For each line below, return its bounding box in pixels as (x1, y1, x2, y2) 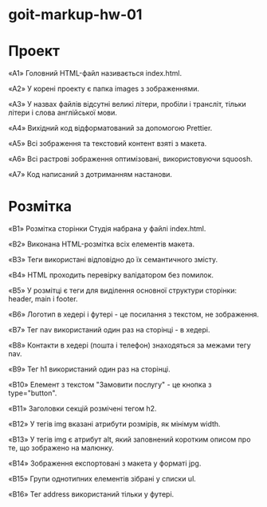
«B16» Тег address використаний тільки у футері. (8, 489, 175, 499)
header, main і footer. (8, 294, 78, 304)
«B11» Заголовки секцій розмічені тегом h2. (8, 404, 157, 414)
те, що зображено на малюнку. (8, 443, 114, 453)
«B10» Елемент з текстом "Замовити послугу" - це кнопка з (8, 380, 212, 390)
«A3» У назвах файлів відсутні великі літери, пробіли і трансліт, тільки (8, 100, 247, 109)
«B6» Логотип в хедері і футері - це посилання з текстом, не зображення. (8, 309, 259, 320)
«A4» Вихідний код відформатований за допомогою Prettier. (8, 124, 213, 133)
